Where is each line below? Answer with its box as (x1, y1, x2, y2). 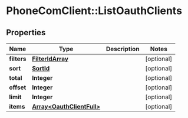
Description (105, 45, 140, 53)
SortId (32, 65, 50, 72)
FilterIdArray (32, 55, 69, 63)
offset (9, 83, 27, 92)
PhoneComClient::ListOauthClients (6, 4, 183, 18)
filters (9, 55, 27, 63)
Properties (6, 28, 46, 38)
